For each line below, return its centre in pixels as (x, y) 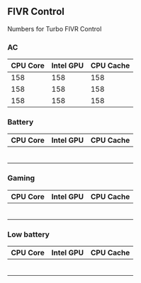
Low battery (28, 234)
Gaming (21, 178)
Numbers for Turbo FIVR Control (55, 28)
